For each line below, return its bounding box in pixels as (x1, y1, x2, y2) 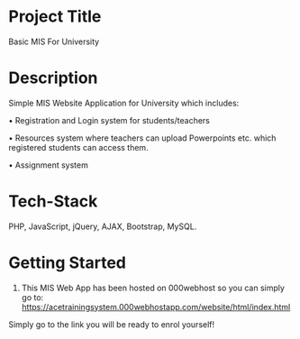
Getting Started (8, 252, 127, 272)
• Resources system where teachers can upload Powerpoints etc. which (8, 133, 277, 143)
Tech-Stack (8, 191, 98, 212)
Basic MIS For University (8, 36, 100, 47)
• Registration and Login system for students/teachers (8, 115, 211, 125)
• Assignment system (8, 160, 89, 170)
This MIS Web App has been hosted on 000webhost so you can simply (21, 282, 286, 293)
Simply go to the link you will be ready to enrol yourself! (8, 318, 215, 330)
